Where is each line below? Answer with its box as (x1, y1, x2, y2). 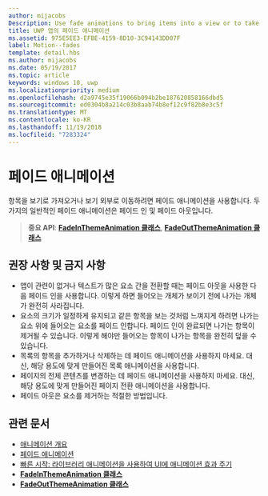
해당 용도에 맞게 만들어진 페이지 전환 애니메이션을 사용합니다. (19, 381, 210, 390)
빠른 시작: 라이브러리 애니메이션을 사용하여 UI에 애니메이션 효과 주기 (19, 459, 233, 469)
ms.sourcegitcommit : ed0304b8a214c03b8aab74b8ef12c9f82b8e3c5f (8, 101, 224, 109)
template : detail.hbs (8, 49, 81, 57)
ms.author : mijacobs (8, 57, 78, 65)
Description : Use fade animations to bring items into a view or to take (8, 19, 260, 27)
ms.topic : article (8, 71, 70, 79)
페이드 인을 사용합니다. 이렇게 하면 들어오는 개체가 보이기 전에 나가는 (28, 291, 242, 301)
